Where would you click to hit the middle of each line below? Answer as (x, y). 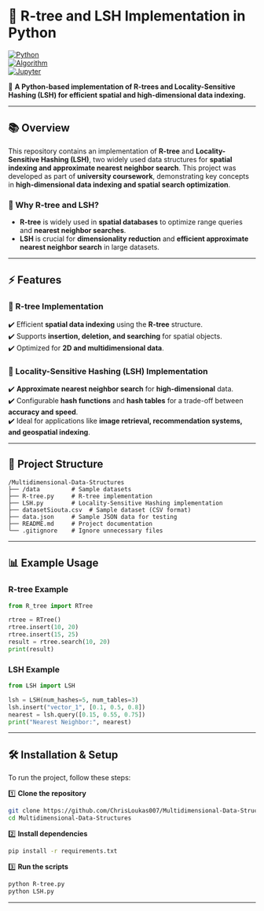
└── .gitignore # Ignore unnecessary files (86, 531)
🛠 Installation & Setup (63, 755)
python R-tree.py (37, 884)
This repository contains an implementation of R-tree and (101, 151)
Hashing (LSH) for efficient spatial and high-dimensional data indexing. (127, 94)
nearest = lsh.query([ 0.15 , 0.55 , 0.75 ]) (77, 715)
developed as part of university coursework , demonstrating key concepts (129, 176)
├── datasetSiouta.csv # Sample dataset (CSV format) (100, 510)
